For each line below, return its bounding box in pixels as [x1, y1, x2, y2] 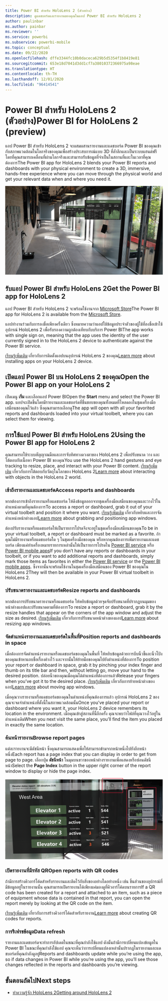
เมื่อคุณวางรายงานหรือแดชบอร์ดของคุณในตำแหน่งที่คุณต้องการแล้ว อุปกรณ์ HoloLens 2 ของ [5, 694, 159, 700]
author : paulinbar [5, 19, 43, 24]
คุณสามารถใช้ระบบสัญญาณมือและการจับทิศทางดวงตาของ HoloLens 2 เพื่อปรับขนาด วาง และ [5, 451, 160, 458]
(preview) [5, 126, 46, 138]
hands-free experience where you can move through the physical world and [5, 170, 162, 176]
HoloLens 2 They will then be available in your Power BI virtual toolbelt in [5, 569, 154, 575]
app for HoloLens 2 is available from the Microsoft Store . [5, 311, 122, 317]
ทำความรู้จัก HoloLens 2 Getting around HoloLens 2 [12, 989, 112, 995]
